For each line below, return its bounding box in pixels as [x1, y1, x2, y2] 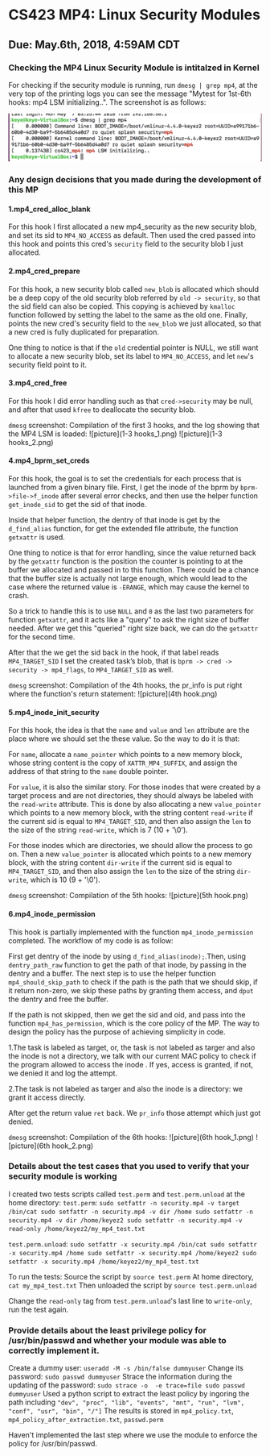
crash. [8, 591, 30, 601]
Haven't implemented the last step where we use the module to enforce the [8, 1430, 258, 1440]
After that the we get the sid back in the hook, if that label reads [8, 647, 219, 658]
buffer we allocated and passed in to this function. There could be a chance [8, 565, 260, 575]
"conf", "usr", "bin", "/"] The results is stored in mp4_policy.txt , [8, 1406, 235, 1416]
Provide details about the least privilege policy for [8, 1325, 207, 1336]
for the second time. [8, 632, 76, 642]
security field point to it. [8, 360, 87, 369]
